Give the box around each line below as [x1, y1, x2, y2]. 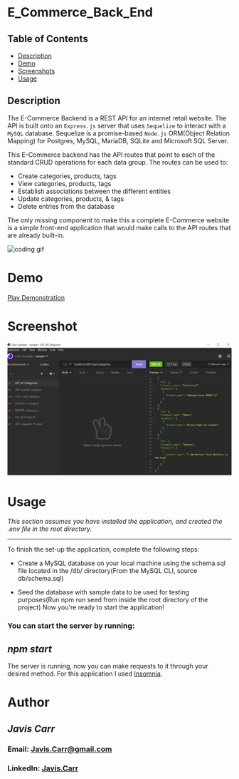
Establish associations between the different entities [17, 187, 171, 195]
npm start [7, 643, 52, 655]
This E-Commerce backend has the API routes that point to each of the [7, 150, 216, 159]
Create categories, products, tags [17, 172, 117, 180]
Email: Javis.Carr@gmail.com [7, 744, 112, 754]
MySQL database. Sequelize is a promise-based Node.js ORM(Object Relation [7, 129, 230, 138]
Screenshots [17, 67, 55, 75]
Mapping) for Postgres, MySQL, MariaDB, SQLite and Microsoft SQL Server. [7, 136, 229, 145]
